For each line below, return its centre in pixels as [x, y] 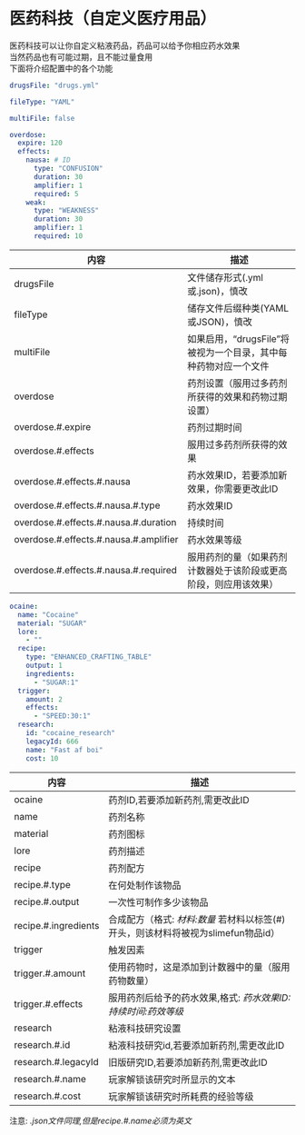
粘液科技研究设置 [145, 1028]
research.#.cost [48, 1096]
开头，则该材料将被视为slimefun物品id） [194, 932]
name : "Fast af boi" [64, 750]
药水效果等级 [215, 540]
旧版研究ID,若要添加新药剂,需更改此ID [188, 1062]
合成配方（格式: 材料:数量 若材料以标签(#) [197, 919]
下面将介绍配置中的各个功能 [61, 68]
